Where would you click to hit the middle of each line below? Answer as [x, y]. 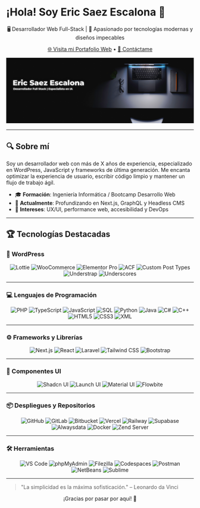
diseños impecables [100, 37]
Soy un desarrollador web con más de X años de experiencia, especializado [99, 164]
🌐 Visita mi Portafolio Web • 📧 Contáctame [100, 49]
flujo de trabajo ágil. [31, 182]
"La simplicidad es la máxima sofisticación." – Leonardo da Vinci [99, 487]
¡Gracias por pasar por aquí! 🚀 [100, 498]
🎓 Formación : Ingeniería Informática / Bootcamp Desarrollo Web [95, 194]
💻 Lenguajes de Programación [51, 295]
